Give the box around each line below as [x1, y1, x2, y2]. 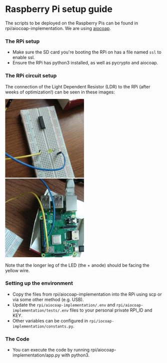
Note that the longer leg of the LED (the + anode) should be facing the [5, 262, 149, 268]
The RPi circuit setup [5, 72, 57, 79]
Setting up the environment [5, 280, 73, 287]
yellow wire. [5, 267, 30, 273]
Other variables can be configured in [12, 318, 88, 324]
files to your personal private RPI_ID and [69, 307, 152, 313]
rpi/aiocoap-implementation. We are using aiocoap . [5, 25, 111, 31]
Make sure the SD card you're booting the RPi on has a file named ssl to [12, 49, 161, 55]
